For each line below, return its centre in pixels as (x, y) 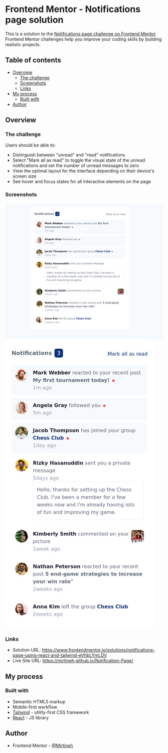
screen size (24, 176)
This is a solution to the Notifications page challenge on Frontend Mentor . (81, 34)
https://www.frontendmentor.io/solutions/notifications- (98, 650)
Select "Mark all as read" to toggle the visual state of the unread (79, 160)
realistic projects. (23, 44)
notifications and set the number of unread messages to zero (76, 166)
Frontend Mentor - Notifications (73, 9)
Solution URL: (27, 650)
